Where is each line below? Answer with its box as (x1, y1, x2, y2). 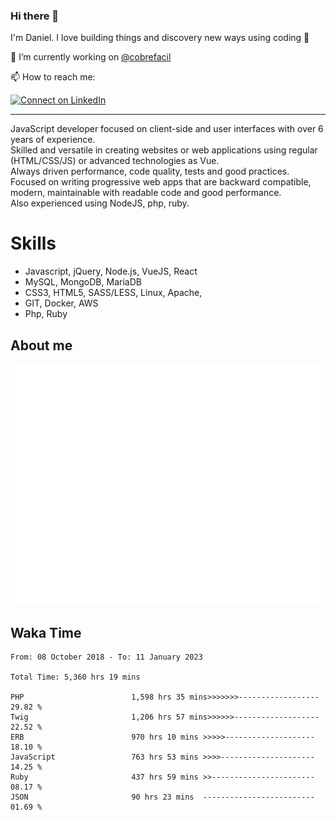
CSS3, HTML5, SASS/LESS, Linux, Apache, (24, 287, 203, 299)
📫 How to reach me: (10, 71, 96, 83)
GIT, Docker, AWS (24, 297, 99, 309)
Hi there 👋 (10, 9, 60, 23)
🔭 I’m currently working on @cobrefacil (10, 51, 172, 63)
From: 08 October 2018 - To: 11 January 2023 (10, 652, 203, 663)
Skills (10, 232, 57, 255)
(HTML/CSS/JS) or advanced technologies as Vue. (10, 155, 220, 167)
